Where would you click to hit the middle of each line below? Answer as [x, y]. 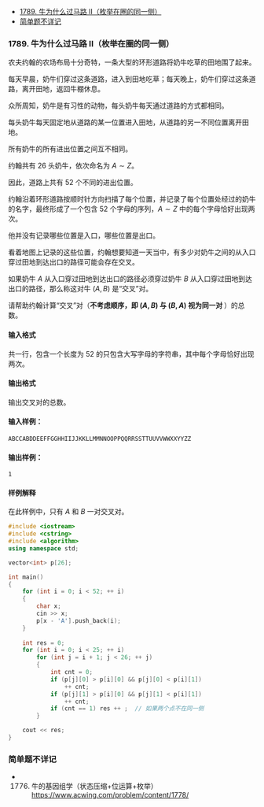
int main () [26, 577]
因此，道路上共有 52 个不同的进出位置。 [73, 183]
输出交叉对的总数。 [39, 402]
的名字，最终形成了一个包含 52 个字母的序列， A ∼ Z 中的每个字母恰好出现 [128, 209]
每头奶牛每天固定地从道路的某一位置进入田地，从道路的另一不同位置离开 [125, 122]
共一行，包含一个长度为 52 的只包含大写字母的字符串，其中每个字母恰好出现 [131, 354]
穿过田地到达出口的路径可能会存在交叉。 [73, 262]
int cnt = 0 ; [71, 672]
